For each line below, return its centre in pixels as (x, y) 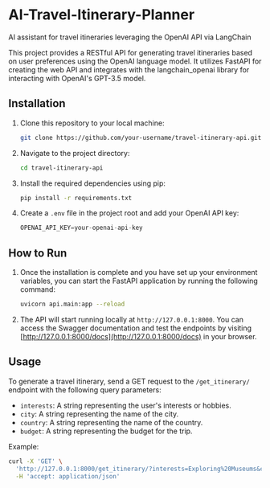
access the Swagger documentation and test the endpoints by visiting (135, 328)
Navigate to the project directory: (75, 153)
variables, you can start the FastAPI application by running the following (139, 281)
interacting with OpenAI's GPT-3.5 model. (77, 78)
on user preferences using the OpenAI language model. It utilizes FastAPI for (135, 61)
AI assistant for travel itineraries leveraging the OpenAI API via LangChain (130, 37)
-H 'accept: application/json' (68, 476)
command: (38, 289)
